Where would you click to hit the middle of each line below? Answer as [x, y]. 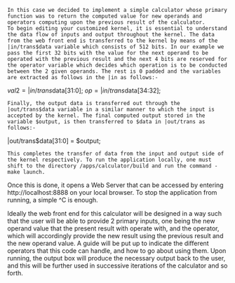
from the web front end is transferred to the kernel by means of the [113, 41]
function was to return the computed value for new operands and [105, 16]
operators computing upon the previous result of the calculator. [106, 22]
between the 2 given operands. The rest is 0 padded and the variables [114, 71]
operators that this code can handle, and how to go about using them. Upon [117, 251]
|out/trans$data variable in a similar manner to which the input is [111, 109]
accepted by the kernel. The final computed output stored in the [106, 116]
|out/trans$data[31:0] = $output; [54, 141]
